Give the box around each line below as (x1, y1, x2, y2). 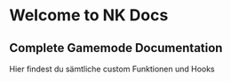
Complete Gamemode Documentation (9, 40, 223, 55)
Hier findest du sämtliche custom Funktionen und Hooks (9, 63, 215, 74)
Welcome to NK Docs (9, 5, 169, 26)
